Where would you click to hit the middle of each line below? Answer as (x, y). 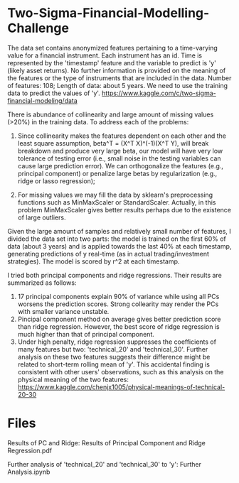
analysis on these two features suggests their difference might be (114, 357)
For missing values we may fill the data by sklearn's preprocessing (115, 195)
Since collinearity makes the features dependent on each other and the (122, 136)
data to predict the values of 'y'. (54, 93)
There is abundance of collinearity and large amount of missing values (111, 114)
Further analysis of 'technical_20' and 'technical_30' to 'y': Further (104, 464)
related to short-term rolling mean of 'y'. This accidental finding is (113, 364)
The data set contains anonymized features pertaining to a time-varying (113, 48)
